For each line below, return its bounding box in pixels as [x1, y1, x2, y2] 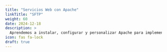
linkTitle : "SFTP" [5, 12, 43, 17]
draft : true [5, 40, 30, 45]
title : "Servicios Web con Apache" [5, 7, 79, 12]
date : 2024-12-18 [5, 21, 41, 26]
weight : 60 [5, 16, 28, 21]
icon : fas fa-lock [5, 35, 43, 40]
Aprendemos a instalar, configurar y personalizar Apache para [9, 30, 143, 35]
